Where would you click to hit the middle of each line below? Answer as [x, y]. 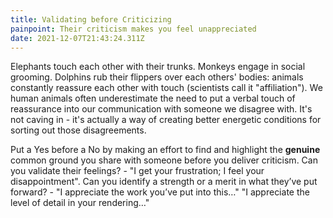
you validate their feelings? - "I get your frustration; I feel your [137, 171]
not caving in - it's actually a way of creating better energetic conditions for [166, 120]
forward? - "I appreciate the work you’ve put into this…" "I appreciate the [160, 192]
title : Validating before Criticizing [91, 19]
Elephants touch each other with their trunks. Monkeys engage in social [158, 67]
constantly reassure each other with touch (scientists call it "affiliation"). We [166, 88]
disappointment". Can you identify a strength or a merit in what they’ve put [164, 182]
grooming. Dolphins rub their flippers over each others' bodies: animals [157, 77]
